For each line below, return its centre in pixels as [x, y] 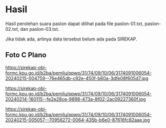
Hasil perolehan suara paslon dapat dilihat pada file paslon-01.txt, [75, 24]
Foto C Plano [26, 55]
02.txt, [12, 29]
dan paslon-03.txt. [40, 29]
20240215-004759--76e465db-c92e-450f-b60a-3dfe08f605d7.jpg [77, 78]
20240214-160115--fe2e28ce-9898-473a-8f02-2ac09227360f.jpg [76, 99]
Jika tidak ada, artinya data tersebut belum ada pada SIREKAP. [71, 39]
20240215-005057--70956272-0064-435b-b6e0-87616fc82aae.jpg [78, 120]
